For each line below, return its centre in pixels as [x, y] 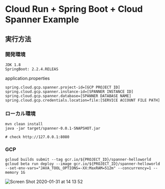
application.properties [28, 78]
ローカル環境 [21, 113]
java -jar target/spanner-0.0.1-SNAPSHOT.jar [53, 129]
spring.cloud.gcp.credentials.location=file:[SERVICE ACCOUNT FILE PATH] [83, 100]
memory [12, 173]
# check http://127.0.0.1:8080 [37, 137]
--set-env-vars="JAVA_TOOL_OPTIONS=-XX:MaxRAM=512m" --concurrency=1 [78, 168]
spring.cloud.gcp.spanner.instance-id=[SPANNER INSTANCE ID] [69, 92]
